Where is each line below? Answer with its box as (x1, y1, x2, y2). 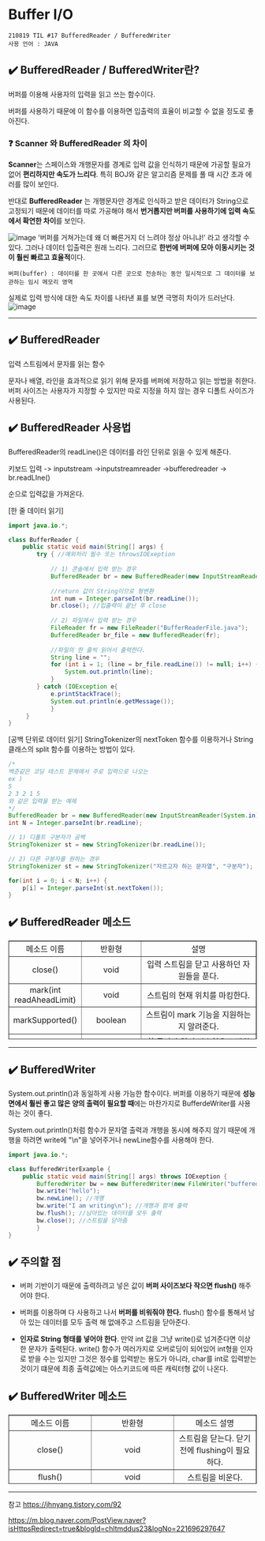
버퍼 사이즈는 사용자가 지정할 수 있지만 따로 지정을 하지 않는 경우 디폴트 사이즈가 (8, 386, 255, 395)
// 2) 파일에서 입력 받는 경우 (50, 616, 136, 625)
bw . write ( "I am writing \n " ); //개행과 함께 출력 (36, 1202, 188, 1210)
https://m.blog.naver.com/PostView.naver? (8, 1516, 147, 1525)
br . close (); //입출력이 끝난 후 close (50, 602, 167, 610)
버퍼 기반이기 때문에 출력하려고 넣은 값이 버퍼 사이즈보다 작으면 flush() (19, 1281, 237, 1290)
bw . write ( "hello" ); (36, 1187, 101, 1195)
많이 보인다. (22, 179, 59, 189)
